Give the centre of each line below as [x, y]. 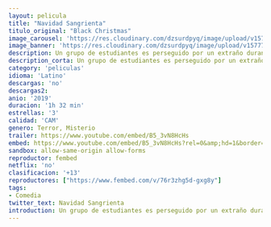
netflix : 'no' [32, 166]
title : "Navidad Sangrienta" [57, 23]
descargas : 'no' [35, 83]
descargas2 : [28, 91]
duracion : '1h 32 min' [46, 105]
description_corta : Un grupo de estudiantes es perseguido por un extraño [137, 61]
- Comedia [25, 195]
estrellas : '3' [34, 113]
